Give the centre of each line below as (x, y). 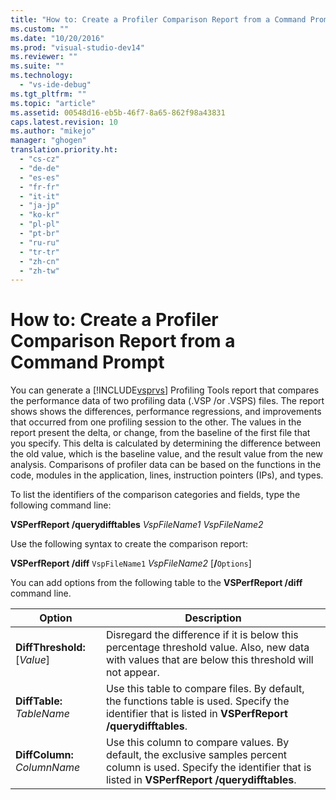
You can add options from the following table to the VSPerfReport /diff (156, 583)
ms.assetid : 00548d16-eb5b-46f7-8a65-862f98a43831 (118, 112)
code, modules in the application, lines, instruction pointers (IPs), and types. (167, 475)
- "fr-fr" (39, 187)
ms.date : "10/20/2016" (57, 38)
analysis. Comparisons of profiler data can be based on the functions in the (166, 465)
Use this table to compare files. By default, (205, 689)
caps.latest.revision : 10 (64, 122)
